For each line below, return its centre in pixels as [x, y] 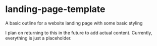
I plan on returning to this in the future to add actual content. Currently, [79, 32]
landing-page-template [55, 9]
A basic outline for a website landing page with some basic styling [74, 23]
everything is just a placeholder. [38, 38]
